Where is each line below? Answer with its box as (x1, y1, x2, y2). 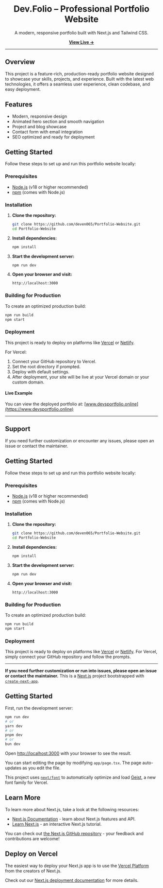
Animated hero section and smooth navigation (12, 118, 104, 124)
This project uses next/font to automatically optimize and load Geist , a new (5, 774, 156, 781)
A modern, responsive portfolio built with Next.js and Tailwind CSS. (14, 30, 149, 35)
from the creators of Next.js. (5, 868, 62, 873)
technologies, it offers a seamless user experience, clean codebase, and (5, 81, 150, 87)
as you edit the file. (22, 765, 61, 771)
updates (5, 765, 22, 771)
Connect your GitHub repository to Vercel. (12, 358, 97, 364)
